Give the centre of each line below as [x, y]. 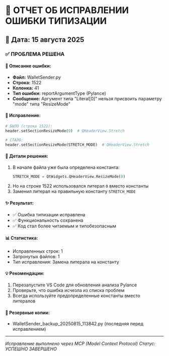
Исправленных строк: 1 [37, 251]
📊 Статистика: [22, 238]
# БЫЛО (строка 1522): [29, 126]
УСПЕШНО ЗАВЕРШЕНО [31, 349]
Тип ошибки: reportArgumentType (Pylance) [59, 93]
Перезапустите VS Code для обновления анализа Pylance [75, 285]
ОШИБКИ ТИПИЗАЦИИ [56, 21]
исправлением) [29, 329]
